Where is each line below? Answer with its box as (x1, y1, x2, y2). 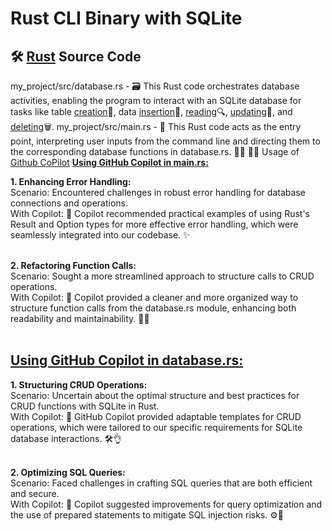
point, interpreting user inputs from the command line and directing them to (10, 135, 321, 147)
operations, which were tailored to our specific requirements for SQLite (10, 421, 303, 433)
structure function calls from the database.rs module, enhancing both (10, 302, 297, 314)
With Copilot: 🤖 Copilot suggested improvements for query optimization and (10, 498, 323, 510)
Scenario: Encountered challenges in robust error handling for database (10, 187, 306, 198)
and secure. (10, 487, 60, 499)
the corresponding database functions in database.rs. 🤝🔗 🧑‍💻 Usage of (10, 146, 300, 157)
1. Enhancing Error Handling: (10, 176, 132, 187)
